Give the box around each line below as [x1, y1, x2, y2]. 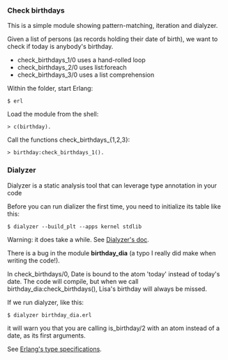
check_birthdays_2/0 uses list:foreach [17, 63, 127, 72]
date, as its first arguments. [7, 331, 86, 340]
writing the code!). [7, 256, 61, 264]
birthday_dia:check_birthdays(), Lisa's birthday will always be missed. [7, 285, 207, 293]
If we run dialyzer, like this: [7, 298, 84, 306]
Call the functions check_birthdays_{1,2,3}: [7, 135, 130, 144]
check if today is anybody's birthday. [7, 43, 114, 51]
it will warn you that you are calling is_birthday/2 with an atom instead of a [7, 324, 220, 332]
